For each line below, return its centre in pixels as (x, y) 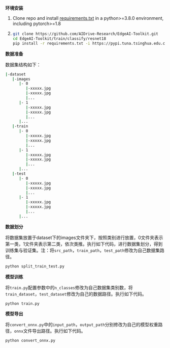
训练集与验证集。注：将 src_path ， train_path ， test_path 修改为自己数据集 (83, 250)
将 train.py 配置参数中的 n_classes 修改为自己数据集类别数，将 (69, 287)
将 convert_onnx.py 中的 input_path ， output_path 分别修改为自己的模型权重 (82, 324)
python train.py (22, 303)
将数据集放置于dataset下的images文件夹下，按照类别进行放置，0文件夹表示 (84, 237)
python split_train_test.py (35, 266)
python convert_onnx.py (30, 340)
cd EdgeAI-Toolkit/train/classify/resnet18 (59, 38)
